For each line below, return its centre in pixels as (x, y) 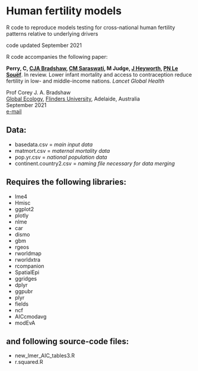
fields (21, 304)
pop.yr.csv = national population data (61, 157)
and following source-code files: (68, 341)
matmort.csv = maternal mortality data (62, 150)
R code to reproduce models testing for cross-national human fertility (91, 27)
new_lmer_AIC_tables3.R (45, 356)
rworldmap (28, 253)
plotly (22, 215)
